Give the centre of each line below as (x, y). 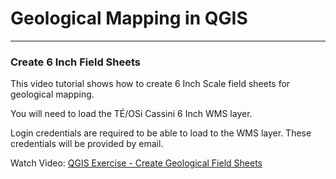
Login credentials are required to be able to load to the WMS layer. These (161, 133)
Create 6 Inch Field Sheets (75, 62)
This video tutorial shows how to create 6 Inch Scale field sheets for (150, 84)
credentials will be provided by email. (87, 144)
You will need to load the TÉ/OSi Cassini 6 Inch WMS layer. (131, 114)
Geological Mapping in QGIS (129, 18)
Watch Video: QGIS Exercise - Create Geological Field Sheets (136, 163)
